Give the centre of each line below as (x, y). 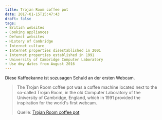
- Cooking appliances (27, 32)
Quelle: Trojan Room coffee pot (48, 112)
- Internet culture (25, 46)
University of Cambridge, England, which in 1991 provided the (79, 98)
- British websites (25, 28)
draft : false (18, 19)
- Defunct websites (25, 37)
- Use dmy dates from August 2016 (40, 64)
